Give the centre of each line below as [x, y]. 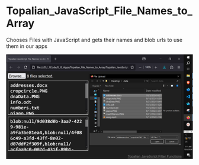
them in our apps [27, 46]
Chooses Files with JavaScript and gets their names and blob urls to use [94, 40]
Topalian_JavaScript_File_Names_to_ [99, 11]
